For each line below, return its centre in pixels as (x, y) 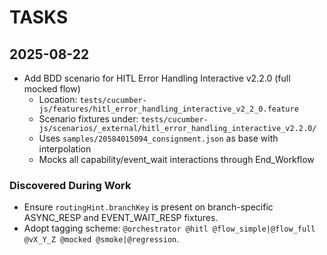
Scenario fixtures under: (88, 119)
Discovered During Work (70, 185)
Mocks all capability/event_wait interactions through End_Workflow (176, 159)
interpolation (65, 149)
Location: (58, 99)
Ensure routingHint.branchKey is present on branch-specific (148, 207)
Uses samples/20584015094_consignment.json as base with (158, 138)
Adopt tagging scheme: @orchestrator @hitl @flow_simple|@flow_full (169, 228)
